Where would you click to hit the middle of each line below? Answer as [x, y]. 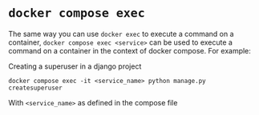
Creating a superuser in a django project [75, 66]
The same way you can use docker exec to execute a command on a [121, 34]
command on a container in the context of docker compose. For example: [129, 50]
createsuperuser [35, 88]
